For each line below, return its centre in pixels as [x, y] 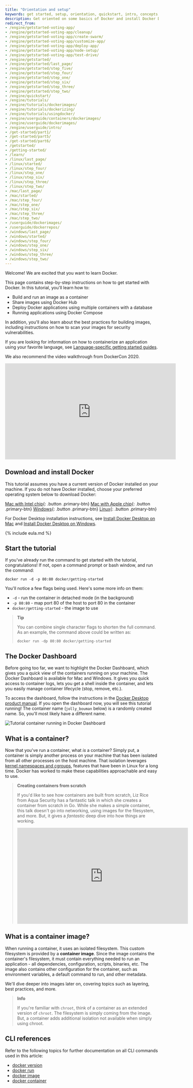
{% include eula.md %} [28, 533]
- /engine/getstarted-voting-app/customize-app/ [55, 41]
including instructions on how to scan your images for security [68, 327]
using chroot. [30, 1023]
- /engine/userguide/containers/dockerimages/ [53, 118]
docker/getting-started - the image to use [55, 608]
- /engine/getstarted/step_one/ [38, 78]
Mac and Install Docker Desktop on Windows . [51, 524]
